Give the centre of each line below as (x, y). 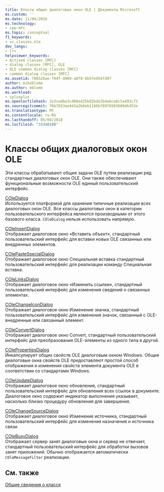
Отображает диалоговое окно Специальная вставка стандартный (75, 259)
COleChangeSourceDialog (32, 411)
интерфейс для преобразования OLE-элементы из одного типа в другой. (82, 341)
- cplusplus (17, 97)
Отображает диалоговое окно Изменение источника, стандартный (76, 416)
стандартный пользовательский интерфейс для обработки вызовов (77, 447)
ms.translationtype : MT (30, 111)
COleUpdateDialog (24, 380)
